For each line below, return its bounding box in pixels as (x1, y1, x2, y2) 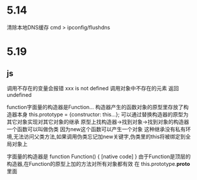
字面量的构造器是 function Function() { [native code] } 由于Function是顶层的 (7, 153, 191, 160)
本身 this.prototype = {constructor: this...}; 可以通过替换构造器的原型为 (17, 110, 189, 118)
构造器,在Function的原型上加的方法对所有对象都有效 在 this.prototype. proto (7, 160, 190, 167)
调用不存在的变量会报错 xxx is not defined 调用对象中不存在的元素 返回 (7, 84, 179, 91)
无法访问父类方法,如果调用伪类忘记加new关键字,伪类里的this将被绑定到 (13, 133, 186, 140)
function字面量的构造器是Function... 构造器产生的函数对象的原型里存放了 (7, 103, 184, 110)
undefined (7, 91, 32, 98)
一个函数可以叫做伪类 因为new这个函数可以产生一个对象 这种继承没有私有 (7, 125, 186, 133)
